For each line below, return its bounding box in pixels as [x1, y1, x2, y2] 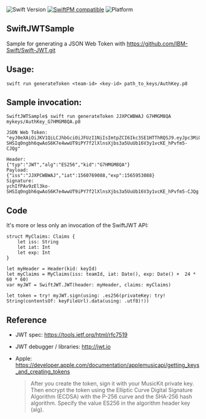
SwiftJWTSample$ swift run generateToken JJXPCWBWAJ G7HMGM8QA [6, 114, 172, 120]
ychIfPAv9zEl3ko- [6, 183, 51, 190]
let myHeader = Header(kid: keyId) [6, 266, 97, 272]
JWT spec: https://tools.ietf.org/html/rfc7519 [15, 331, 128, 339]
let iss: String [17, 239, 59, 245]
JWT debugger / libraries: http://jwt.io [15, 343, 111, 350]
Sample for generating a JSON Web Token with [6, 40, 126, 47]
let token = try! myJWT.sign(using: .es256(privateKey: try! [6, 292, 166, 299]
